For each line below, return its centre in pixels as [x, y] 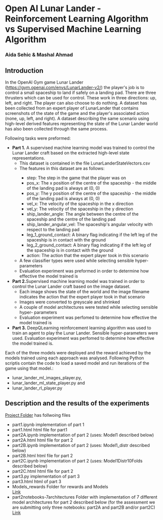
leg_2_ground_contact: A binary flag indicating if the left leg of [89, 245]
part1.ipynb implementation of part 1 [48, 425]
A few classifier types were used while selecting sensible [77, 260]
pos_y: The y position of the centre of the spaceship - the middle [91, 193]
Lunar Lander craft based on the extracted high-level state [71, 153]
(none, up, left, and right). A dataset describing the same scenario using [77, 118]
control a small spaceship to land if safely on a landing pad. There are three [81, 93]
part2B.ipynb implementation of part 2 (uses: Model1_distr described [81, 445]
